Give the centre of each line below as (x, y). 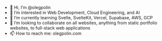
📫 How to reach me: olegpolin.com (46, 33)
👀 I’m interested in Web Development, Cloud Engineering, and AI (75, 13)
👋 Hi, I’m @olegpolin (30, 7)
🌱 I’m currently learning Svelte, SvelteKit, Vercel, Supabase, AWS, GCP (81, 18)
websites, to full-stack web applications (50, 28)
